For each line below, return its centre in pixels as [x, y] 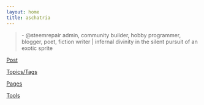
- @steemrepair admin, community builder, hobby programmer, [101, 35]
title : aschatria [28, 18]
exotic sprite [37, 48]
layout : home [23, 12]
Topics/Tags [22, 71]
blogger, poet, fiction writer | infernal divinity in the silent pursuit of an [109, 42]
